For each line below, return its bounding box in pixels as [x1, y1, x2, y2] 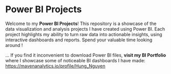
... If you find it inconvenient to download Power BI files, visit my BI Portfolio [5, 52, 166, 58]
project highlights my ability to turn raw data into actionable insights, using [5, 31, 162, 37]
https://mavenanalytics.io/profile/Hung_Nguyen [5, 63, 106, 69]
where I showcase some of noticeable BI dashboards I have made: [5, 57, 145, 63]
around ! [5, 42, 23, 48]
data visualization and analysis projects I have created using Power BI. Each [5, 26, 165, 32]
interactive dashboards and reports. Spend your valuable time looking [5, 37, 153, 43]
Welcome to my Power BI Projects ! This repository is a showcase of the [5, 20, 157, 27]
